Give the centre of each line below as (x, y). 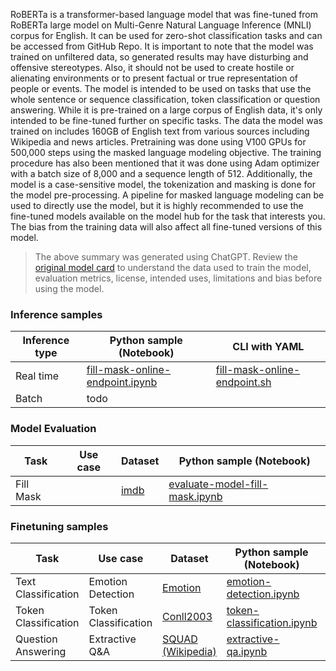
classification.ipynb (272, 622)
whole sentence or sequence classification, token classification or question (165, 99)
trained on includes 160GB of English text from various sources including (160, 131)
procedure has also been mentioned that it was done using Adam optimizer (165, 163)
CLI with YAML (268, 347)
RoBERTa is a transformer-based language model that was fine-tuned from (164, 14)
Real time (37, 376)
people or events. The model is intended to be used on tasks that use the (161, 88)
